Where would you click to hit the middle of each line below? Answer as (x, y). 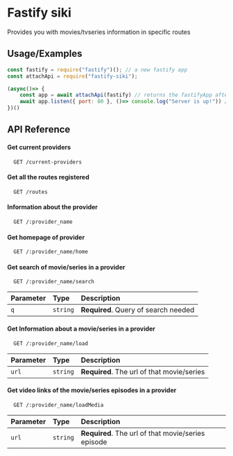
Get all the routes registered (49, 177)
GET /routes (31, 192)
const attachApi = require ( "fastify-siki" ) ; (72, 76)
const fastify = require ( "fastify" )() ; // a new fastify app (97, 70)
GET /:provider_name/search (54, 282)
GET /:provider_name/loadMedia (59, 405)
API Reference (39, 130)
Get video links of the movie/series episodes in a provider (92, 390)
